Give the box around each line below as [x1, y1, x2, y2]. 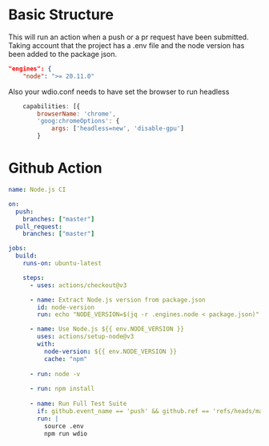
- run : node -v [29, 370, 81, 378]
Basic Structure [8, 6, 114, 24]
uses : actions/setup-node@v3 [37, 333, 134, 341]
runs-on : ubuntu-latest [22, 259, 102, 267]
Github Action [8, 159, 102, 177]
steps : [22, 274, 45, 282]
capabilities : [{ [22, 102, 81, 110]
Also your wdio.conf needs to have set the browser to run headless [8, 87, 230, 96]
